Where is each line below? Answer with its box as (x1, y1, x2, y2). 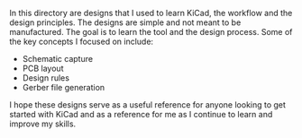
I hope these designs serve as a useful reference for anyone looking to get (9, 99, 287, 110)
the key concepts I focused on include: (9, 36, 154, 47)
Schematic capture (22, 54, 93, 64)
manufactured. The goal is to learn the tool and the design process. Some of (9, 27, 293, 37)
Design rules (22, 73, 70, 83)
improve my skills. (9, 118, 77, 129)
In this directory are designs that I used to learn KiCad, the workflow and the (9, 8, 293, 18)
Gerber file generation (22, 82, 105, 92)
